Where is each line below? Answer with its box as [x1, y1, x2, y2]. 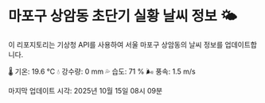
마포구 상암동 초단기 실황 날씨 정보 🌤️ [8, 7, 237, 25]
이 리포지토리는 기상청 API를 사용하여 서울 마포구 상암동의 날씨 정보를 [8, 40, 224, 49]
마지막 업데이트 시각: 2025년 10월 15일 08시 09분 [8, 86, 163, 95]
